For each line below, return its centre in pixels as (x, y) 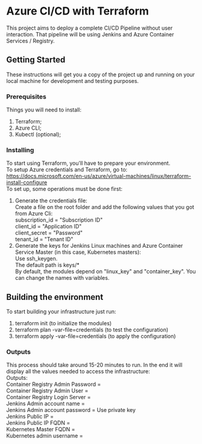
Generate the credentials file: (51, 200)
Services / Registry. (31, 41)
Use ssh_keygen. (36, 259)
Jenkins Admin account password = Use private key (71, 410)
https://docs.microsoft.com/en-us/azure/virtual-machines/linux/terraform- (99, 176)
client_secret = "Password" (49, 233)
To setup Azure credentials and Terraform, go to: (67, 170)
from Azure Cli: (34, 214)
